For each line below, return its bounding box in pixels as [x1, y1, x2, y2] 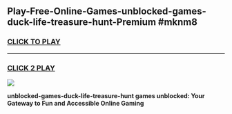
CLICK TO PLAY [7, 37, 61, 47]
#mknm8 [157, 17, 198, 28]
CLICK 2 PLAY [7, 63, 55, 73]
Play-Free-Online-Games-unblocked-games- [7, 6, 207, 17]
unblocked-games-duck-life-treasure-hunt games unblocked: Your [7, 91, 205, 99]
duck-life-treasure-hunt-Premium [7, 17, 157, 28]
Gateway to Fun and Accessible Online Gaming [7, 99, 144, 107]
